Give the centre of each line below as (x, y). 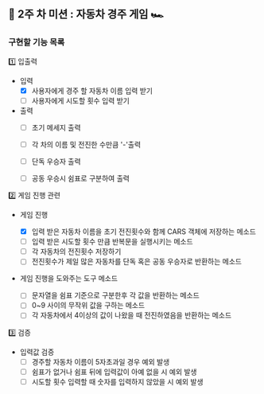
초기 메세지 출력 (56, 127)
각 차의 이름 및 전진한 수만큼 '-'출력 (86, 144)
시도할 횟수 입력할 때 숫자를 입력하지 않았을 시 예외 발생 (118, 381)
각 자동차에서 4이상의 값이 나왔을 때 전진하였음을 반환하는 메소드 (132, 315)
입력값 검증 (37, 352)
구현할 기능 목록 (37, 42)
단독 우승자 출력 (56, 161)
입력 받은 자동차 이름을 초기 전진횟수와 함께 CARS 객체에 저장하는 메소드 (144, 232)
